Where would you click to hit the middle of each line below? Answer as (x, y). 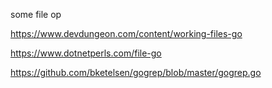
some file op (36, 14)
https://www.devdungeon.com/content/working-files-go (126, 33)
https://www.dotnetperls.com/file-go (86, 53)
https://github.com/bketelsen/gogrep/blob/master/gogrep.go (136, 72)
